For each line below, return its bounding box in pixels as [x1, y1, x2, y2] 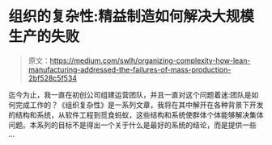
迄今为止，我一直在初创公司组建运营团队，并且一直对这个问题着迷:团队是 [8, 89, 253, 99]
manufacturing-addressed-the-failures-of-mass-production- [28, 64, 232, 74]
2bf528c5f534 [28, 73, 78, 83]
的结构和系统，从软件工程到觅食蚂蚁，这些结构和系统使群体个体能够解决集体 [8, 110, 264, 119]
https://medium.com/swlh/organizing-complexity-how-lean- [49, 56, 251, 65]
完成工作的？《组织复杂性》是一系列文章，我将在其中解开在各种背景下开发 [15, 100, 264, 110]
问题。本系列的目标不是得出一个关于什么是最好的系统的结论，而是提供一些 [8, 120, 257, 130]
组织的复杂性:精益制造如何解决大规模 [8, 7, 255, 26]
